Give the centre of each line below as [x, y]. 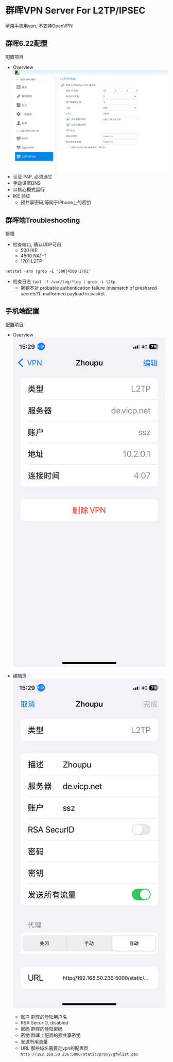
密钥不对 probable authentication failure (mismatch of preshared [89, 288]
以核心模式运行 [29, 190]
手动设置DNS [27, 183]
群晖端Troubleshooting [43, 220]
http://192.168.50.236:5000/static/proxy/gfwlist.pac [79, 1054]
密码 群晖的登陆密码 [41, 1029]
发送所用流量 [34, 1041]
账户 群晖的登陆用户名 [44, 1017]
